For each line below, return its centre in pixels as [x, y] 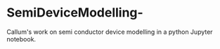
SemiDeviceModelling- [75, 13]
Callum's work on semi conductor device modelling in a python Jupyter [110, 32]
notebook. [21, 39]
